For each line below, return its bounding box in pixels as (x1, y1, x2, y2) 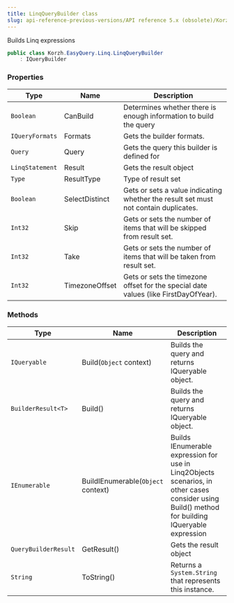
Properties (7, 73, 44, 82)
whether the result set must (123, 194, 214, 203)
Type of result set (123, 174, 181, 184)
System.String (170, 569, 217, 576)
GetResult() (81, 544, 120, 554)
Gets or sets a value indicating (123, 185, 223, 195)
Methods (7, 310, 38, 320)
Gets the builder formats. (123, 131, 205, 140)
